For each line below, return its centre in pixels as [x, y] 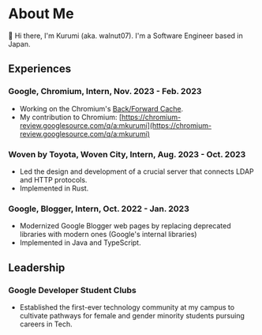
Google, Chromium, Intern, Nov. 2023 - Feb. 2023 [105, 92]
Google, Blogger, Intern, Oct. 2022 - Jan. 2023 [99, 209]
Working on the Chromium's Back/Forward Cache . [101, 108]
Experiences [40, 69]
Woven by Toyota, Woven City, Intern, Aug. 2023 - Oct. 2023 [127, 154]
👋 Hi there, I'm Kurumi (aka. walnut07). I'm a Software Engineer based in [125, 36]
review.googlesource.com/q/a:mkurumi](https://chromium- [115, 125]
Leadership [37, 267]
